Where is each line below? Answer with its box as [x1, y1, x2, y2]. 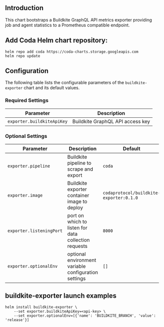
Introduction [5, 4, 44, 12]
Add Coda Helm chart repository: [5, 36, 108, 44]
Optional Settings [5, 132, 47, 139]
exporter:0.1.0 [102, 195, 138, 201]
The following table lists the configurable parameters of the [5, 80, 124, 86]
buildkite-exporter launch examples [5, 292, 117, 300]
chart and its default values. [23, 85, 80, 91]
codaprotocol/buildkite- [102, 190, 161, 196]
